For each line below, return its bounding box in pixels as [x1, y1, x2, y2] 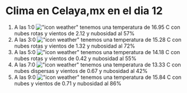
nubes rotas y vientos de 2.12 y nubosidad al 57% [14, 29, 135, 36]
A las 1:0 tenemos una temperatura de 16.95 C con [14, 24, 181, 31]
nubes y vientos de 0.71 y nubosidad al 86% [14, 79, 122, 87]
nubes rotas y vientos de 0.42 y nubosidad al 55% [14, 55, 137, 62]
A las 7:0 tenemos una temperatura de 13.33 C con [14, 61, 181, 68]
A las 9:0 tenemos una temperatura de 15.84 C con [14, 74, 182, 81]
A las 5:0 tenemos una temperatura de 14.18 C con [14, 48, 181, 55]
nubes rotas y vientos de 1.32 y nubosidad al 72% [14, 42, 135, 49]
